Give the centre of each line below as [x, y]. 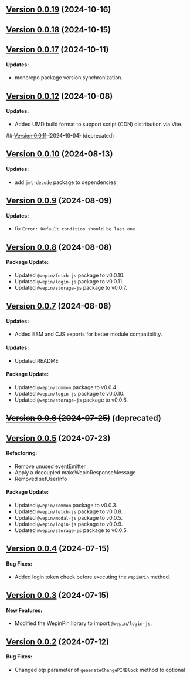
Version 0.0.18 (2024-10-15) [59, 30]
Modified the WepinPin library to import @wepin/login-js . [83, 623]
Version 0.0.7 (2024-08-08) [59, 306]
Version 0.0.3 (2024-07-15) [58, 595]
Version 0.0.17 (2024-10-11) [57, 50]
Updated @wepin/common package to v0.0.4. [66, 387]
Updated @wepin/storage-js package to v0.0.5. [71, 530]
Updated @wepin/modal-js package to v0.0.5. [69, 517]
